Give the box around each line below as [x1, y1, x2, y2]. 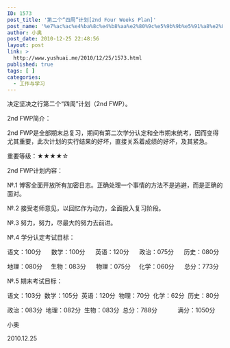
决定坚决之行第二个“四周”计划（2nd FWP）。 [7, 100, 131, 108]
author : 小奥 [7, 29, 42, 36]
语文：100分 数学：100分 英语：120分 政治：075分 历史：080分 [7, 248, 220, 256]
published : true [7, 61, 53, 68]
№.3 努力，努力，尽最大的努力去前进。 [7, 219, 117, 227]
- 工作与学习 [13, 80, 46, 87]
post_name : [7, 23, 38, 29]
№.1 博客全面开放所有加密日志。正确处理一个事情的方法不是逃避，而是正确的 [7, 181, 223, 189]
